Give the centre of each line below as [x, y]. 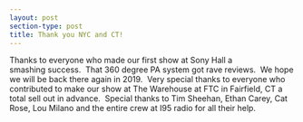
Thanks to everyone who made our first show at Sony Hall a [121, 61]
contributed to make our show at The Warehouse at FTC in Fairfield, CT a [146, 89]
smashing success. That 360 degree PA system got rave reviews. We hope [151, 70]
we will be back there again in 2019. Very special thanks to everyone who [147, 80]
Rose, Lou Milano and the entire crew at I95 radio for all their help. [133, 108]
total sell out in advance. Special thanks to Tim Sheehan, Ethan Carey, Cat [149, 99]
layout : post [34, 18]
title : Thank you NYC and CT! [67, 34]
